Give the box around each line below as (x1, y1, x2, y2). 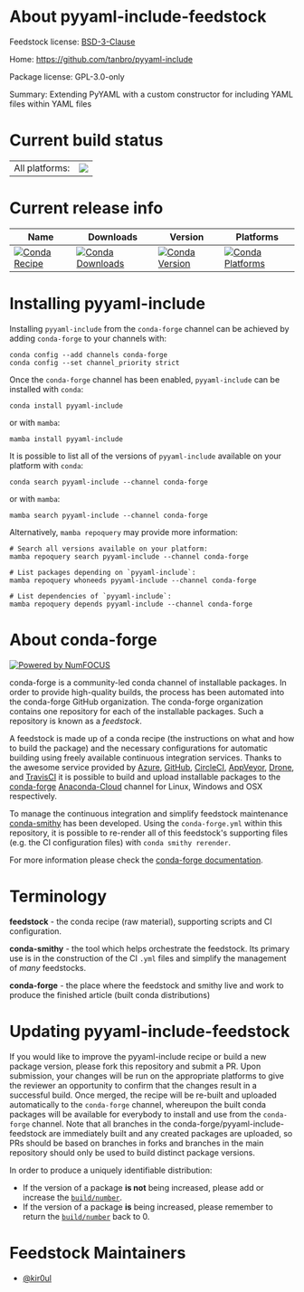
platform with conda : (9, 459, 84, 471)
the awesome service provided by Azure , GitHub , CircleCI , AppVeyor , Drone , (9, 761, 295, 772)
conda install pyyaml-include (9, 401, 124, 410)
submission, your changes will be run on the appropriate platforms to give (9, 1070, 285, 1081)
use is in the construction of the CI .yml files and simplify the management (9, 952, 287, 964)
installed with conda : (9, 383, 84, 394)
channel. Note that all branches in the (31, 1118, 172, 1129)
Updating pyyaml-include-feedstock (9, 1021, 290, 1042)
